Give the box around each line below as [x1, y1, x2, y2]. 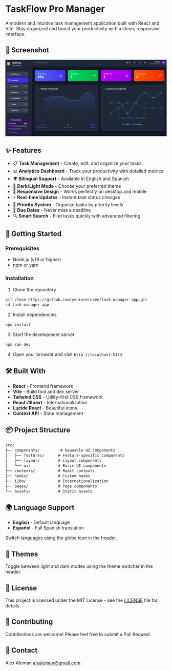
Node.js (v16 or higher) [12, 256, 61, 263]
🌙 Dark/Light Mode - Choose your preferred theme [12, 183, 121, 189]
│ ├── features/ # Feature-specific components [5, 452, 125, 458]
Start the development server [12, 331, 75, 338]
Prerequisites [5, 245, 39, 252]
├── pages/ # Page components [5, 483, 97, 489]
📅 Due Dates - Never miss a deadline [12, 207, 91, 213]
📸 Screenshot [5, 46, 50, 54]
